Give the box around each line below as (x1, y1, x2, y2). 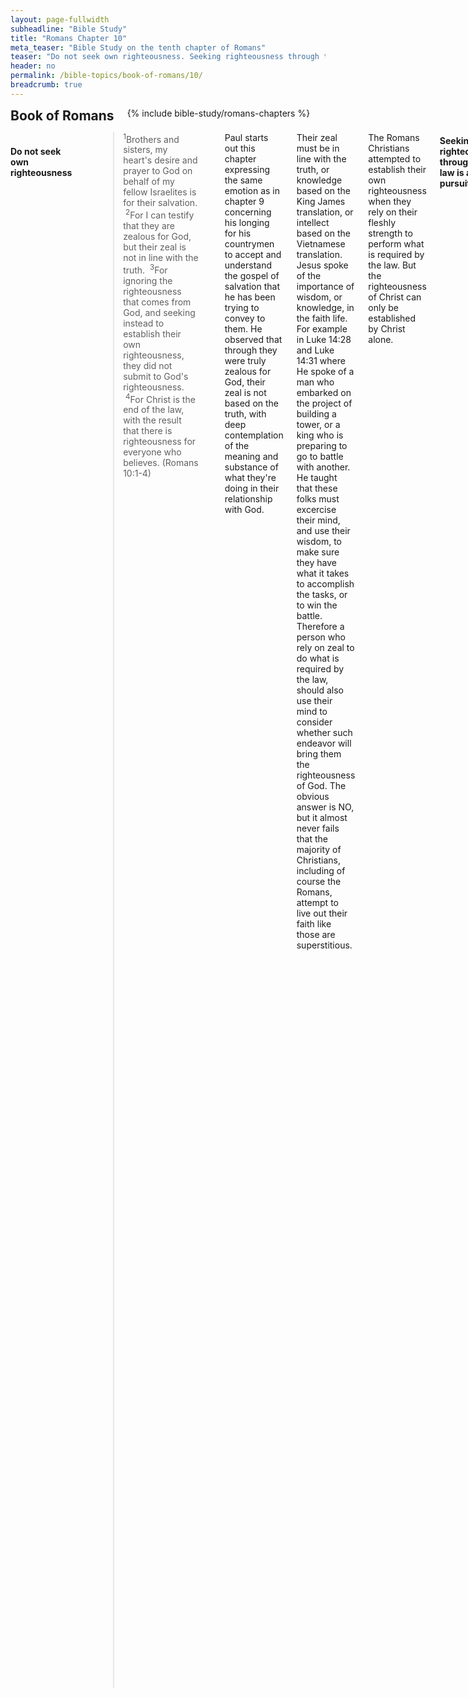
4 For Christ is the (125, 391, 196, 405)
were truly (224, 354, 267, 366)
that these (296, 482, 338, 494)
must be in (296, 142, 340, 154)
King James (296, 195, 346, 207)
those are (296, 928, 336, 940)
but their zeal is (123, 241, 187, 253)
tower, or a (296, 418, 341, 430)
